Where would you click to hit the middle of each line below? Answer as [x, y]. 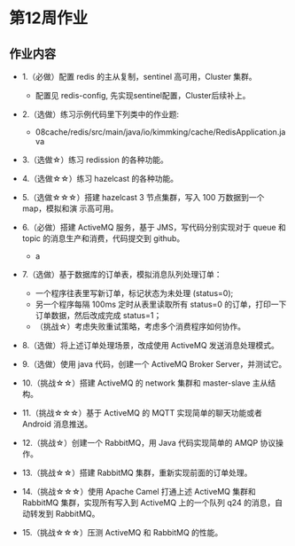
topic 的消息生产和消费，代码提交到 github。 [103, 238]
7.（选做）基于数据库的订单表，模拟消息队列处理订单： [122, 274]
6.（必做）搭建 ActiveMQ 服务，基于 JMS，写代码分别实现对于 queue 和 [154, 227]
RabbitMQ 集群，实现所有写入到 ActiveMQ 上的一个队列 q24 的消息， [148, 503]
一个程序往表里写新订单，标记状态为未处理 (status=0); [134, 293]
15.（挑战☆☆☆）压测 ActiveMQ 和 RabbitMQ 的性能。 [122, 532]
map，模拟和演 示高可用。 [70, 208]
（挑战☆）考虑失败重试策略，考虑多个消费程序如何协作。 [140, 326]
